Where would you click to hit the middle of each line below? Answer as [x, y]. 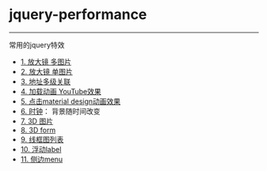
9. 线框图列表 [42, 139]
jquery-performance [78, 15]
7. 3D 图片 [37, 121]
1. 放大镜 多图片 [46, 62]
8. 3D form [38, 130]
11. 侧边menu [42, 159]
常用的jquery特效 [37, 44]
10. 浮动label [41, 149]
